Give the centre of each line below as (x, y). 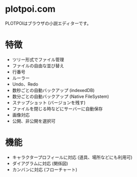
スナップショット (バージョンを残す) (49, 102)
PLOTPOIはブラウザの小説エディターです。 (48, 23)
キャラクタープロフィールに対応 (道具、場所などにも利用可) (72, 157)
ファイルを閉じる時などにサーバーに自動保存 (57, 109)
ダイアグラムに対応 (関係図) (40, 163)
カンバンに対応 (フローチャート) (45, 169)
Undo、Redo (25, 84)
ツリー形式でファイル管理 (38, 59)
